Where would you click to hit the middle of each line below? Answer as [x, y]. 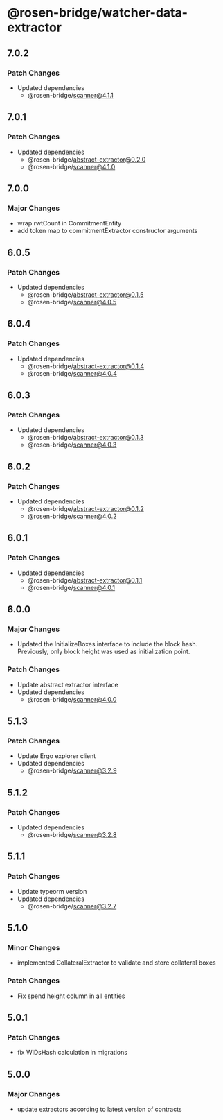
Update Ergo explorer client [56, 756]
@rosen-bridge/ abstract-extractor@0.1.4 [86, 366]
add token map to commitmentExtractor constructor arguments [107, 231]
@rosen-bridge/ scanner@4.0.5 [72, 302]
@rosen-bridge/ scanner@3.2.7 [72, 906]
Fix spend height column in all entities [71, 996]
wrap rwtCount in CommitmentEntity [69, 223]
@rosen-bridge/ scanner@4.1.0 [71, 166]
